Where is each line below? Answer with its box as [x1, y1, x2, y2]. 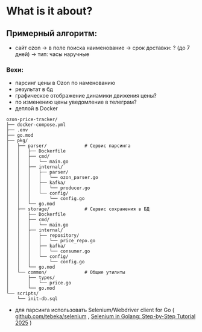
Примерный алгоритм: [6, 28, 98, 39]
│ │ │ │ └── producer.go [6, 185, 90, 191]
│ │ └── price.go [6, 280, 71, 286]
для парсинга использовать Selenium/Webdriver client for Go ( [14, 306, 175, 314]
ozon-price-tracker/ [6, 116, 58, 123]
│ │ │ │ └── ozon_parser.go [6, 175, 98, 181]
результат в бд [14, 86, 53, 93]
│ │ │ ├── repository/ [6, 233, 80, 239]
